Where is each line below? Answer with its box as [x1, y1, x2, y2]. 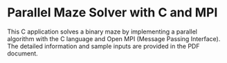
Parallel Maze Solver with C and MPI [7, 5, 218, 21]
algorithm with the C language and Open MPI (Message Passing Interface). [7, 34, 221, 42]
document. [7, 49, 38, 58]
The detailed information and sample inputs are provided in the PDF [7, 42, 200, 50]
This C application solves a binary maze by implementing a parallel [7, 27, 198, 36]
